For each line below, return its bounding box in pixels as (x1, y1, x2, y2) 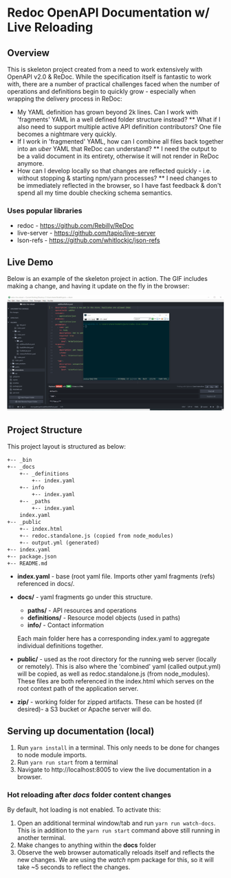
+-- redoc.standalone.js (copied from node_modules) (19, 533, 174, 540)
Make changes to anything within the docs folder (16, 841, 157, 850)
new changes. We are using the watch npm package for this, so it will (16, 856, 214, 864)
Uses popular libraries (7, 206, 82, 215)
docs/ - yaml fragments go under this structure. (16, 593, 153, 601)
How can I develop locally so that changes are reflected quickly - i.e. (16, 167, 212, 175)
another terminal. (16, 834, 66, 842)
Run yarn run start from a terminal (16, 758, 118, 766)
